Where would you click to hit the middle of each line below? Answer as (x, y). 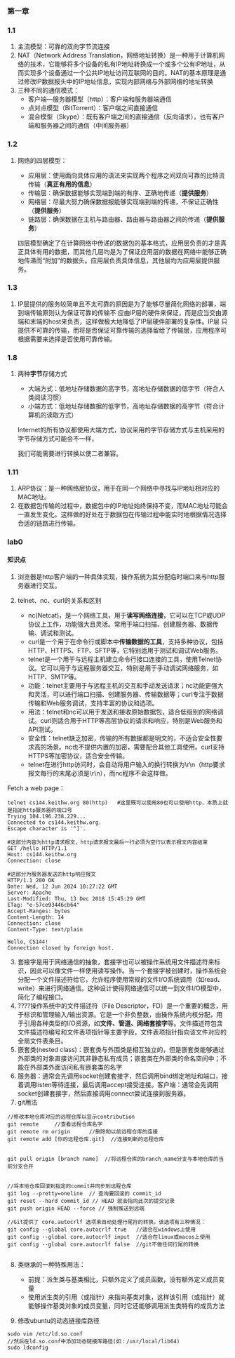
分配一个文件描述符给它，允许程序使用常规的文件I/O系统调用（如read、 (121, 979)
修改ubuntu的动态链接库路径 (59, 1320)
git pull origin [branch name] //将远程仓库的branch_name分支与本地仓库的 (113, 1159)
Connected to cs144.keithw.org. (54, 823)
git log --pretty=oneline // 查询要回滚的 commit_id (84, 1193)
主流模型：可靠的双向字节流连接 (63, 46)
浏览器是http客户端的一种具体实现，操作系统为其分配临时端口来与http (118, 576)
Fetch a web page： (36, 788)
